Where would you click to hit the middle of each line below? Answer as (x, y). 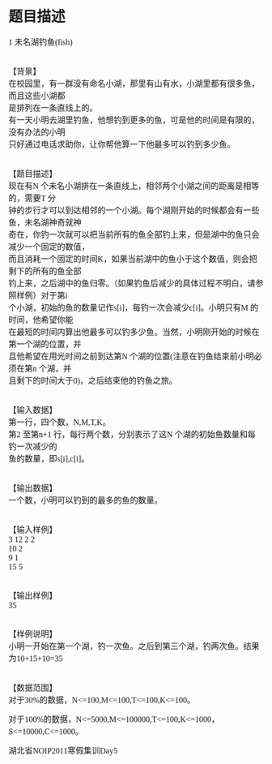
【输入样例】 (33, 530)
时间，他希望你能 (41, 320)
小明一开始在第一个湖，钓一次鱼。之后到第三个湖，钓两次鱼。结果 (134, 646)
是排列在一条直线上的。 (53, 108)
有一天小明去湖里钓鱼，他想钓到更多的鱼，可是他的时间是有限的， (134, 120)
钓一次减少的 (33, 446)
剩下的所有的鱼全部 (45, 271)
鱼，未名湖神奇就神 (45, 222)
